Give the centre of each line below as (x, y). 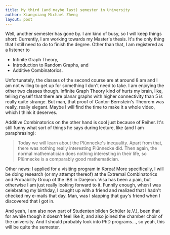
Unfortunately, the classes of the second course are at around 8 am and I (81, 80)
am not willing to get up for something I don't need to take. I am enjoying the (85, 86)
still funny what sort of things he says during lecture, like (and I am (75, 128)
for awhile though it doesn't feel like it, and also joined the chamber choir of (84, 216)
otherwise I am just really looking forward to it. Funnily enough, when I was (83, 185)
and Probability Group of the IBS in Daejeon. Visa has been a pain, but (78, 180)
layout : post (19, 19)
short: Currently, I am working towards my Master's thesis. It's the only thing (85, 39)
